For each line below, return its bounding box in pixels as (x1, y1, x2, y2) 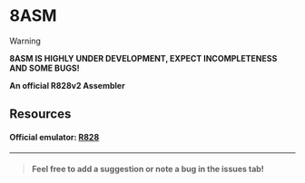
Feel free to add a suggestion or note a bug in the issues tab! (31, 164, 265, 175)
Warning (9, 35, 41, 46)
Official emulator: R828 (9, 131, 100, 142)
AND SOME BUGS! (9, 63, 80, 73)
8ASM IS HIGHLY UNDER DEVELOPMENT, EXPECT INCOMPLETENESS (9, 53, 278, 63)
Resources (9, 106, 72, 122)
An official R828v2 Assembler (9, 80, 125, 91)
